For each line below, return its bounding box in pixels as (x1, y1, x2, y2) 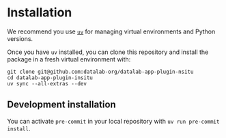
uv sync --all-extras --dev (7, 80, 87, 87)
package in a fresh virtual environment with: (7, 55, 131, 63)
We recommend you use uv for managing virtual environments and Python (7, 27, 216, 36)
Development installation (7, 99, 116, 111)
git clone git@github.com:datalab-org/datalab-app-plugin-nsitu (7, 68, 194, 75)
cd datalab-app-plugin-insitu (7, 74, 94, 81)
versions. (7, 34, 33, 42)
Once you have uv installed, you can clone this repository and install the (7, 48, 209, 56)
